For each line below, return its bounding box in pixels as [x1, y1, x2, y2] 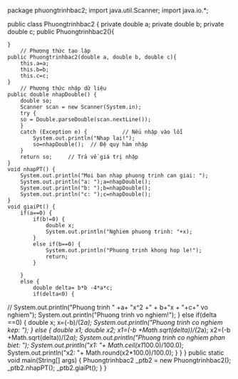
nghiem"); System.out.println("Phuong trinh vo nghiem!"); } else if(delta [7, 311, 217, 319]
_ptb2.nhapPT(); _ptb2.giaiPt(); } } [7, 363, 107, 372]
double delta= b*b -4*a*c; [33, 284, 113, 291]
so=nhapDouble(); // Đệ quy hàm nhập [33, 141, 148, 148]
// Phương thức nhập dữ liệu [20, 85, 107, 92]
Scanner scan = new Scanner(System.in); [20, 103, 142, 110]
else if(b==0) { [33, 241, 81, 248]
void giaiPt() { [7, 203, 56, 210]
